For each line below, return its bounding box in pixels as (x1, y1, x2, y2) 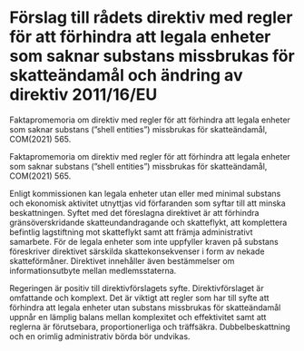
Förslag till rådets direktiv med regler (9, 7, 293, 28)
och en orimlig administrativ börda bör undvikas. (9, 330, 191, 342)
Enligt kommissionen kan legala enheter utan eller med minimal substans (9, 188, 281, 199)
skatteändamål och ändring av (9, 65, 243, 86)
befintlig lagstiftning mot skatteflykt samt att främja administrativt (9, 226, 253, 238)
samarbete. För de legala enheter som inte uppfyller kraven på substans (9, 236, 279, 247)
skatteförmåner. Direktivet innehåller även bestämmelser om (9, 255, 235, 266)
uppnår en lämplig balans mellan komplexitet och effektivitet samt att (9, 311, 267, 322)
